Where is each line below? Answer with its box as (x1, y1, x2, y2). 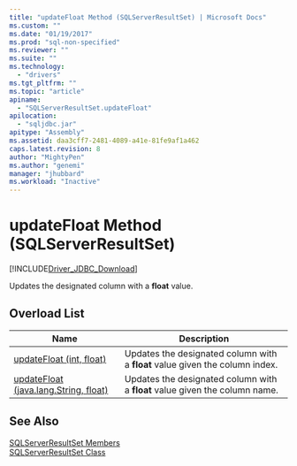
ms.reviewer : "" (9, 46, 69, 55)
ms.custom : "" (9, 21, 62, 30)
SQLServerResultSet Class (9, 447, 106, 457)
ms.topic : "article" (9, 87, 86, 95)
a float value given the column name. (124, 384, 278, 396)
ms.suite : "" (9, 54, 57, 63)
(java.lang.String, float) (13, 384, 109, 396)
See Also (9, 414, 59, 429)
